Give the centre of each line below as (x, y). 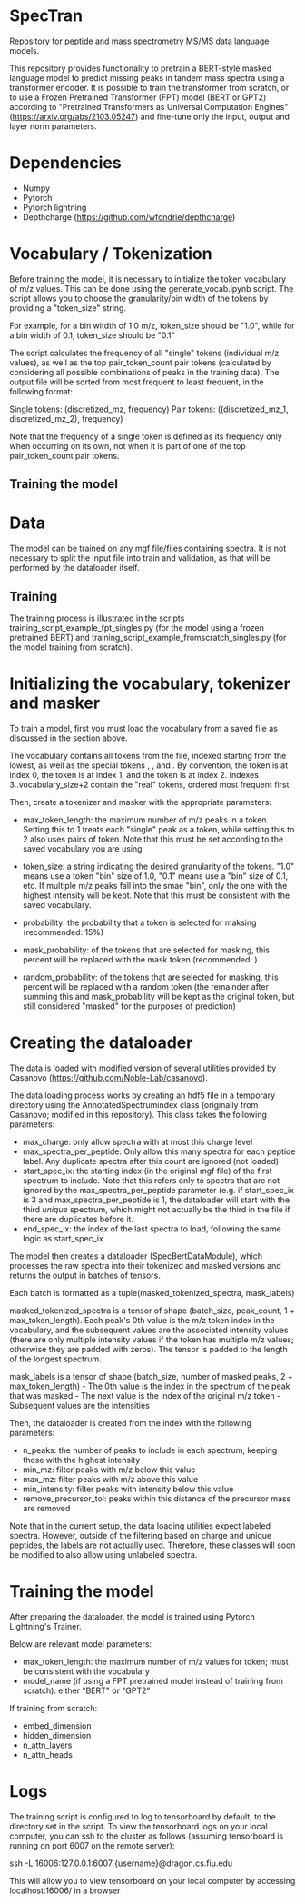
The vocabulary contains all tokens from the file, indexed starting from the (148, 755)
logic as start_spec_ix (63, 1238)
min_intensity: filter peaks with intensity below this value (128, 1489)
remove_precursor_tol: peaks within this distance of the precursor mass (157, 1498)
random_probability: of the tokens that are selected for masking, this (150, 977)
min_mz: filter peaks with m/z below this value (109, 1470)
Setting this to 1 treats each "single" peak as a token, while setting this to (158, 829)
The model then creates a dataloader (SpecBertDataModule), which (136, 1256)
